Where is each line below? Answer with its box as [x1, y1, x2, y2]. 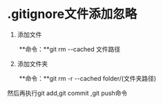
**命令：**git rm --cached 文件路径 [19, 45, 121, 53]
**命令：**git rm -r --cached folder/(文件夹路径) [19, 74, 157, 83]
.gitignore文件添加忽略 [7, 6, 137, 22]
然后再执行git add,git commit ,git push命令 [7, 89, 128, 97]
